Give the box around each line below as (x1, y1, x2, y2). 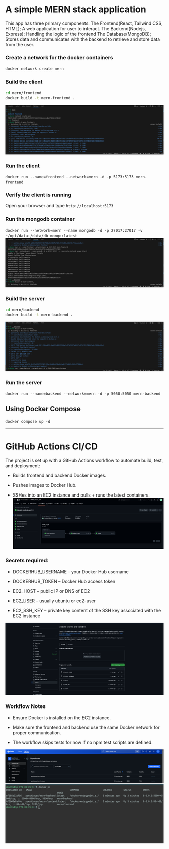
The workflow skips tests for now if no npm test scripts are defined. (12, 739, 153, 745)
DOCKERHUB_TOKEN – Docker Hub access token (12, 578, 116, 585)
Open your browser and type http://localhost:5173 (5, 203, 114, 209)
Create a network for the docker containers (5, 54, 113, 61)
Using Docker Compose (5, 405, 81, 413)
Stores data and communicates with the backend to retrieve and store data (5, 36, 160, 42)
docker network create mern (5, 66, 64, 72)
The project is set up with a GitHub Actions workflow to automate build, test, (5, 457, 163, 463)
